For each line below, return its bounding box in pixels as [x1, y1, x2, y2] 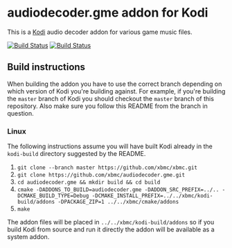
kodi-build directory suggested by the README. [7, 150, 146, 158]
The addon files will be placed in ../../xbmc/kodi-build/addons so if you [7, 218, 215, 227]
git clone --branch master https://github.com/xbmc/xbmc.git [17, 164, 198, 171]
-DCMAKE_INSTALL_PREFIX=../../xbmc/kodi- [91, 193, 213, 200]
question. [7, 109, 35, 117]
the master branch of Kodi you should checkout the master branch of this [7, 94, 215, 103]
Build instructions [7, 61, 85, 73]
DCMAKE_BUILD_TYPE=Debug [17, 193, 89, 200]
